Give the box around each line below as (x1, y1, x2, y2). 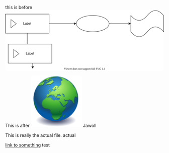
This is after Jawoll (5, 122, 97, 128)
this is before (5, 5, 33, 10)
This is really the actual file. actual (5, 132, 76, 138)
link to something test (5, 142, 50, 148)
